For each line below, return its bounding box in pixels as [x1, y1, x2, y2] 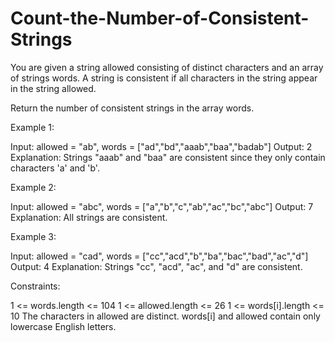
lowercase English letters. [10, 320, 117, 332]
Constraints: [10, 280, 61, 292]
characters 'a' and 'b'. [10, 162, 100, 174]
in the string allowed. [10, 82, 97, 94]
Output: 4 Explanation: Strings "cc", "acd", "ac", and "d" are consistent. [10, 260, 303, 272]
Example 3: [10, 230, 57, 242]
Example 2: [10, 181, 57, 193]
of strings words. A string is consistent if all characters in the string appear [10, 72, 318, 84]
